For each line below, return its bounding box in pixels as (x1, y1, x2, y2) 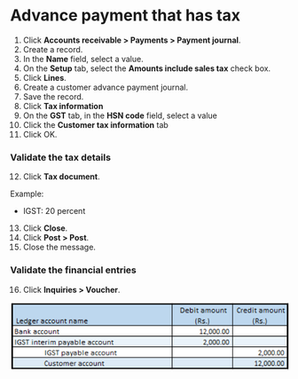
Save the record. (22, 91, 84, 102)
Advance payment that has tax (10, 5, 241, 26)
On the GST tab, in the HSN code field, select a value (22, 110, 218, 121)
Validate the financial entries (10, 264, 137, 276)
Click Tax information (22, 100, 104, 111)
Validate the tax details (10, 151, 112, 163)
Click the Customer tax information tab (22, 119, 169, 130)
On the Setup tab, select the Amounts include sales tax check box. (22, 63, 271, 74)
